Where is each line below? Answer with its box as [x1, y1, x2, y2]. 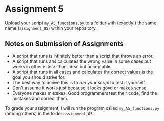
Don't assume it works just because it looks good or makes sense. [12, 85, 148, 91]
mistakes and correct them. [12, 95, 68, 101]
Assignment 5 [5, 3, 64, 15]
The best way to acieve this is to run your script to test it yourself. [12, 79, 146, 85]
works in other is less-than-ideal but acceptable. [12, 63, 112, 69]
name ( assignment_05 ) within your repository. [5, 25, 97, 31]
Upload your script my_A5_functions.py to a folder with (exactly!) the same [5, 20, 157, 26]
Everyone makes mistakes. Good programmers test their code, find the [12, 90, 157, 96]
